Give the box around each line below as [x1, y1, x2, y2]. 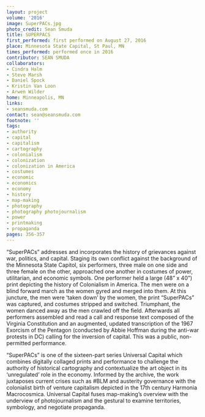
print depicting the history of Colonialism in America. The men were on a [6, 280, 190, 288]
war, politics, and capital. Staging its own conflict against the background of [6, 254, 198, 262]
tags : [6, 123, 20, 129]
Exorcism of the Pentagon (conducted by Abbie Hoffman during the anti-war [6, 326, 199, 334]
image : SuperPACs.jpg [6, 20, 62, 26]
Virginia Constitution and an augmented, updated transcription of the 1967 [6, 319, 193, 327]
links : [6, 100, 23, 106]
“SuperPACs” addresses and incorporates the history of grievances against [6, 248, 196, 255]
